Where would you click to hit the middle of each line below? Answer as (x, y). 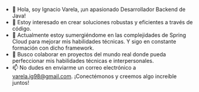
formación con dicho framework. (53, 48)
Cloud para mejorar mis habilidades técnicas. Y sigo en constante (94, 41)
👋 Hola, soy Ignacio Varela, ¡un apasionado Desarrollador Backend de (99, 9)
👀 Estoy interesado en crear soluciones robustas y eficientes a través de (102, 22)
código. (22, 28)
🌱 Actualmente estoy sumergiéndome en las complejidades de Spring (99, 35)
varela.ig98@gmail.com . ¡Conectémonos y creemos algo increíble (94, 76)
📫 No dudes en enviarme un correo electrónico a (74, 67)
